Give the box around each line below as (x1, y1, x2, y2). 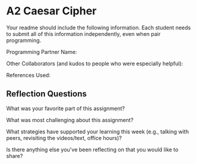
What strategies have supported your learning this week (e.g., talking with (6, 127, 189, 135)
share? (6, 152, 23, 159)
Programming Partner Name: (6, 48, 77, 55)
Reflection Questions (6, 89, 87, 99)
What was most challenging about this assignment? (6, 116, 134, 123)
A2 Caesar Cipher (6, 4, 97, 18)
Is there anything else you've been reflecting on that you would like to (6, 145, 179, 153)
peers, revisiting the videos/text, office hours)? (6, 134, 122, 141)
